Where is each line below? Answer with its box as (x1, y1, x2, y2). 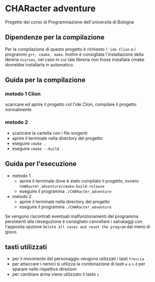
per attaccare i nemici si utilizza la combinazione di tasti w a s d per (12, 261, 146, 267)
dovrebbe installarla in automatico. (5, 61, 74, 67)
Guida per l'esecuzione (5, 160, 77, 168)
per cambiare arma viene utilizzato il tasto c (12, 271, 100, 277)
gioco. (5, 229, 18, 235)
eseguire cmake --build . (12, 145, 64, 151)
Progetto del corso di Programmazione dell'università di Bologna (5, 19, 135, 25)
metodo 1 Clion (5, 91, 41, 98)
